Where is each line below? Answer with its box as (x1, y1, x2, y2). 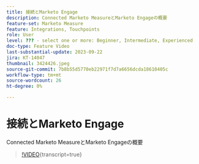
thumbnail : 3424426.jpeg (6, 60, 70, 66)
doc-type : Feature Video (6, 44, 70, 50)
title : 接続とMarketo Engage (6, 9, 78, 15)
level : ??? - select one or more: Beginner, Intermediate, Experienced (6, 37, 193, 44)
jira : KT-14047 (6, 55, 45, 61)
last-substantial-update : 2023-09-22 (6, 49, 103, 55)
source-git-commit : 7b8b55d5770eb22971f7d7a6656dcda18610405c (6, 66, 168, 72)
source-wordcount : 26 (6, 77, 62, 84)
